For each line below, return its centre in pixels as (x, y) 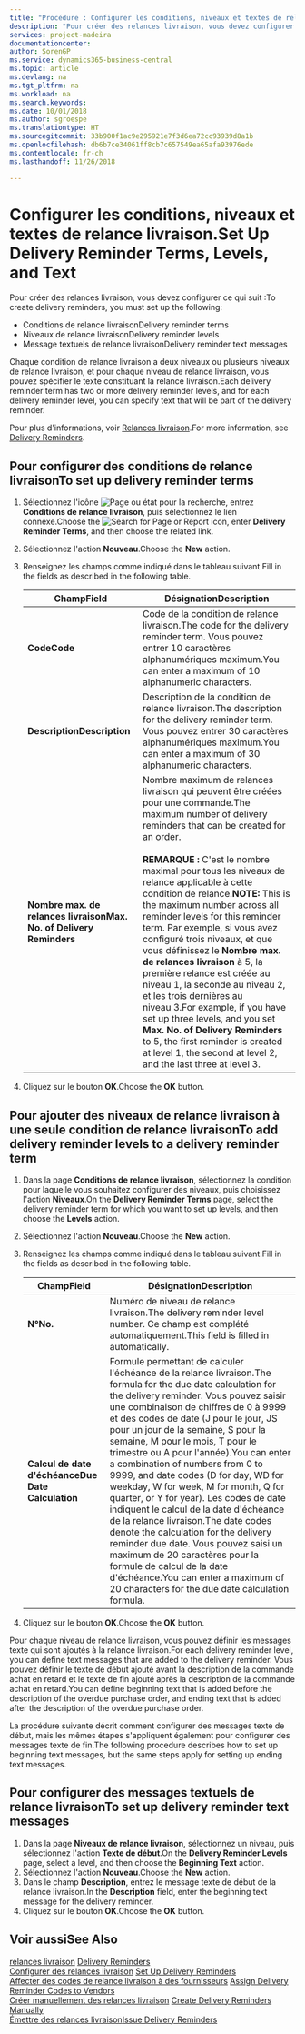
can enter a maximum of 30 (201, 754)
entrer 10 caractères (187, 649)
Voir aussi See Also (64, 1940)
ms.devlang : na (38, 77)
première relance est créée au (206, 973)
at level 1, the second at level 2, (210, 1053)
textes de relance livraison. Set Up (139, 234)
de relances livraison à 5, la (202, 962)
